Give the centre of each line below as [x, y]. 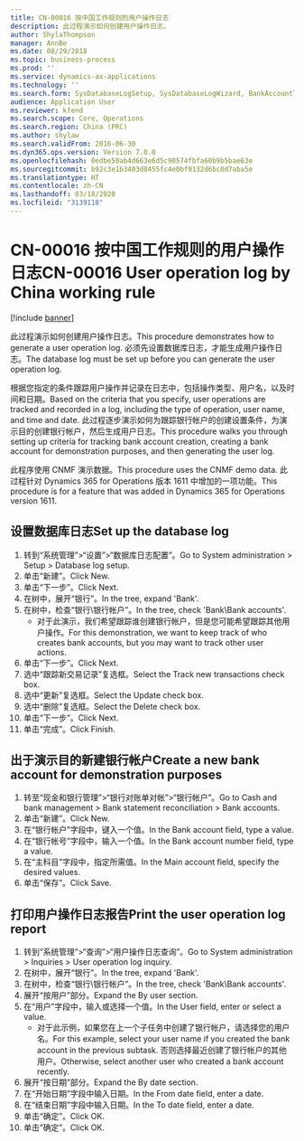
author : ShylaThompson [53, 34]
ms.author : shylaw [45, 136]
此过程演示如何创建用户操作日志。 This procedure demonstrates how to [142, 336]
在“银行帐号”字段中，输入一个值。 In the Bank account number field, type [158, 841]
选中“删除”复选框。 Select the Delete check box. [112, 706]
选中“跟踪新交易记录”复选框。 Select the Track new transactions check [154, 674]
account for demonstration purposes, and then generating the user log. [143, 451]
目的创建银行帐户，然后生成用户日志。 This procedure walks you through [152, 431]
